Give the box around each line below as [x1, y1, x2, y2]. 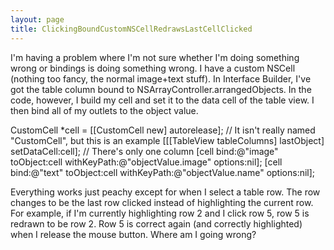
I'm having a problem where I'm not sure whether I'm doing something [10, 51, 300, 63]
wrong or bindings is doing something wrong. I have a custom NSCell [10, 62, 296, 74]
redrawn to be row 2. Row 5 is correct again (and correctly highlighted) [10, 217, 303, 230]
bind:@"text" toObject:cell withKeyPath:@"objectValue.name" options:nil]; [10, 166, 316, 178]
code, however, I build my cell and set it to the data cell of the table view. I [10, 94, 315, 106]
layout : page [10, 14, 65, 25]
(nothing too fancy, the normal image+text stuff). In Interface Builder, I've [10, 72, 312, 85]
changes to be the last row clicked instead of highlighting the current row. [10, 196, 314, 208]
